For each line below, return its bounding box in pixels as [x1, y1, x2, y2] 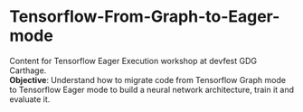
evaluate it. [9, 93, 51, 105]
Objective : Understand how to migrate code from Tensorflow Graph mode [9, 74, 287, 85]
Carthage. [9, 65, 47, 76]
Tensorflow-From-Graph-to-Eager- [9, 6, 280, 27]
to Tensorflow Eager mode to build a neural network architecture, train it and [9, 84, 295, 95]
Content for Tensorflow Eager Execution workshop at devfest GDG [9, 55, 258, 66]
